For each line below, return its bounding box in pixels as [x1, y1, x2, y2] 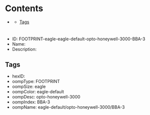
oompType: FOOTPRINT [12, 78, 60, 84]
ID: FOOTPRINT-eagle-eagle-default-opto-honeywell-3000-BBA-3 [12, 36, 146, 42]
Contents [5, 3, 44, 14]
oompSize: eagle [12, 83, 46, 89]
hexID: [12, 73, 25, 79]
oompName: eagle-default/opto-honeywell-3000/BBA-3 [12, 104, 125, 110]
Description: [12, 47, 37, 52]
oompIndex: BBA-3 [12, 99, 50, 105]
